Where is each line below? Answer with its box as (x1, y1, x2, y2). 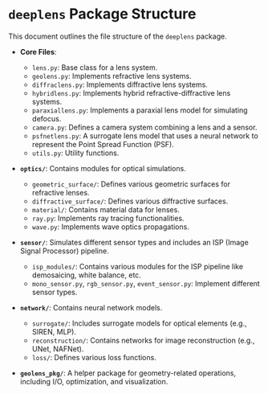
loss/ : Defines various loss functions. (31, 352, 156, 362)
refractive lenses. (31, 187, 90, 197)
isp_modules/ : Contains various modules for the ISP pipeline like (31, 261, 243, 271)
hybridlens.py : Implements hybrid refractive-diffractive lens (31, 88, 231, 97)
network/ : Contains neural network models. (19, 302, 163, 312)
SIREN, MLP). (31, 326, 76, 336)
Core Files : (19, 47, 57, 56)
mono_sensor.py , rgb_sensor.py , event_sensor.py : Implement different (31, 278, 261, 288)
